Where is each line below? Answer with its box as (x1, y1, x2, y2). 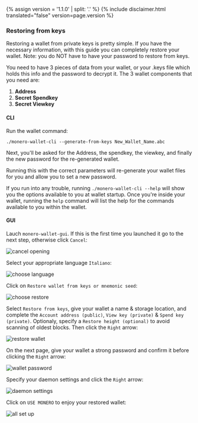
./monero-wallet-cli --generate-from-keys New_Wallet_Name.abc (6, 139, 165, 145)
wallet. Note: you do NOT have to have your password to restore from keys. (6, 53, 190, 60)
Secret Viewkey (14, 100, 55, 108)
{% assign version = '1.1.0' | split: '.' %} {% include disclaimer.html (6, 6, 166, 12)
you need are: (6, 77, 40, 84)
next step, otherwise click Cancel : (6, 236, 87, 243)
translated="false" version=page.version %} (6, 12, 114, 19)
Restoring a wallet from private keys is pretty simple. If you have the (6, 40, 171, 47)
